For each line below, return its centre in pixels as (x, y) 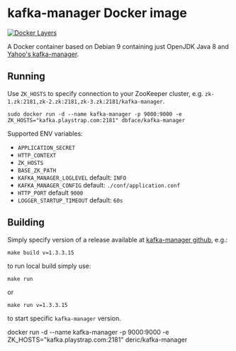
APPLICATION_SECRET (46, 148)
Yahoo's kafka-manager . (43, 54)
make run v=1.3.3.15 (38, 305)
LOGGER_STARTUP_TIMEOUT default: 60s (70, 200)
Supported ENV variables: (45, 134)
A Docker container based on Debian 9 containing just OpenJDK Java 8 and (118, 46)
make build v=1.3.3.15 (41, 253)
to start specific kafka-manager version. (64, 318)
